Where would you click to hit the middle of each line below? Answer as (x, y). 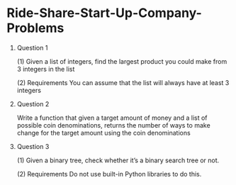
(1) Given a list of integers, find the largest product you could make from (122, 61)
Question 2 (33, 103)
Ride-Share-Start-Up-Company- (105, 13)
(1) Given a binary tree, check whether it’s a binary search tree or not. (118, 160)
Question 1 (32, 47)
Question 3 (33, 146)
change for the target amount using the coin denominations (103, 133)
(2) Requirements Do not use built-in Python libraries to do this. (109, 174)
